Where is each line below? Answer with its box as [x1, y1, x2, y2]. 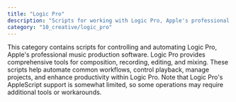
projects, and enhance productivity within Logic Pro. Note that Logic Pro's [7, 73, 223, 81]
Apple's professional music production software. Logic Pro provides [7, 50, 206, 59]
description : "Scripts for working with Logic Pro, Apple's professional [7, 17, 230, 24]
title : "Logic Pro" [7, 10, 65, 18]
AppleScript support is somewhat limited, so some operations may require [7, 81, 224, 89]
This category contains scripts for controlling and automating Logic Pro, [7, 43, 218, 52]
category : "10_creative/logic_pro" [7, 23, 113, 30]
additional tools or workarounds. [7, 88, 102, 96]
